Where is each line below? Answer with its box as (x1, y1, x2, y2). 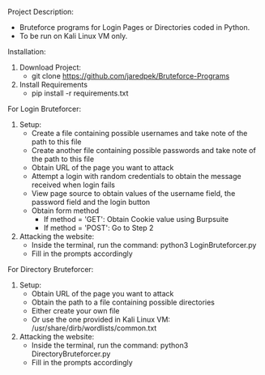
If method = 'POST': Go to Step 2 (43, 223, 154, 232)
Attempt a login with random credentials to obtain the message (31, 172, 241, 181)
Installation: (7, 47, 46, 56)
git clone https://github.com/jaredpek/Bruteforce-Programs (31, 71, 230, 80)
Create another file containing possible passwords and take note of (31, 146, 256, 155)
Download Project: (19, 62, 82, 72)
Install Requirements (19, 80, 88, 89)
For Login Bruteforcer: (7, 104, 82, 113)
